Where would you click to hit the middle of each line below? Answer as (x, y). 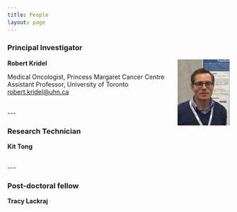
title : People (28, 15)
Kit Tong (20, 146)
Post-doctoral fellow (43, 186)
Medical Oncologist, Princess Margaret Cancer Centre (86, 77)
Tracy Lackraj (28, 201)
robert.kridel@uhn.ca (38, 92)
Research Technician (44, 131)
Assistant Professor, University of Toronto (68, 84)
